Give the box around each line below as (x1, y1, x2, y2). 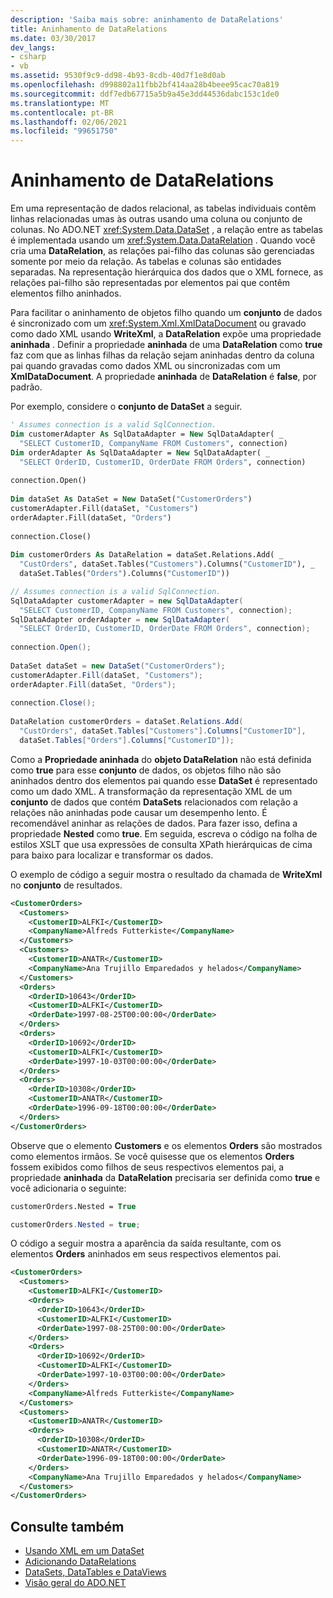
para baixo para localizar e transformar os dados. (10, 849, 214, 861)
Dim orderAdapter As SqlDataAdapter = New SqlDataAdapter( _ (10, 447, 271, 458)
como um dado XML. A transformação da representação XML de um (10, 785, 293, 797)
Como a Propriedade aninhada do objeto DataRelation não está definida (10, 753, 312, 765)
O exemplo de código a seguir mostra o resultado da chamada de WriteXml (10, 868, 323, 880)
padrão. (10, 381, 43, 393)
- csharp (10, 52, 47, 62)
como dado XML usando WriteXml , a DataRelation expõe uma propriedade (10, 328, 322, 340)
